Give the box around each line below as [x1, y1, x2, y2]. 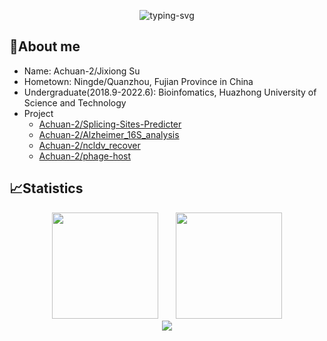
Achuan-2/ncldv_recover [38, 139, 141, 151]
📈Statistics [9, 180, 84, 197]
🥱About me [9, 38, 81, 55]
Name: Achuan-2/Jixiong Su [23, 65, 141, 77]
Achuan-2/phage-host [38, 150, 132, 162]
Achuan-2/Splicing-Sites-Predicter [38, 118, 182, 130]
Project [23, 107, 54, 119]
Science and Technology [23, 96, 127, 109]
